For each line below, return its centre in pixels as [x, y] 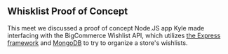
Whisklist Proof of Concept [68, 11]
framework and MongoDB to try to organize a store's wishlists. [98, 43]
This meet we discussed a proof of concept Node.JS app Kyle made [106, 28]
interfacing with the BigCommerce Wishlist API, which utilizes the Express [114, 35]
